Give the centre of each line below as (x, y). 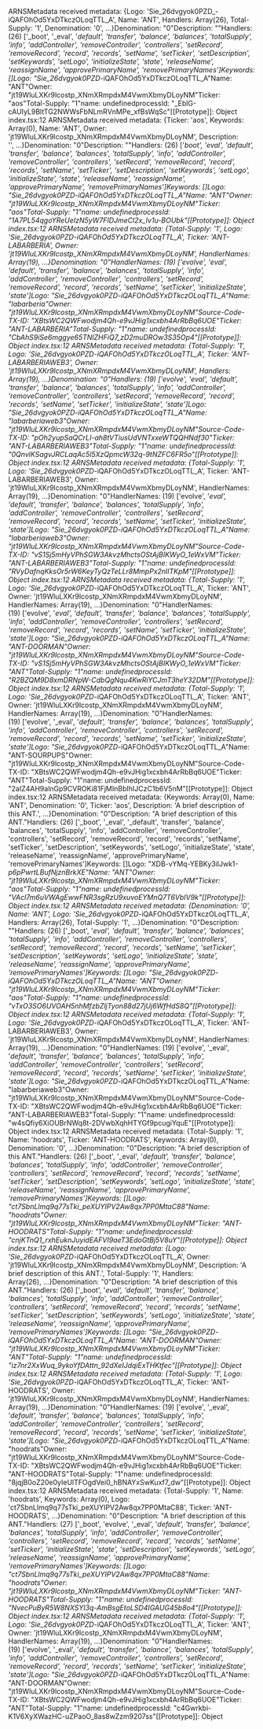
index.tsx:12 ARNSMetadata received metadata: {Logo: (97, 1248)
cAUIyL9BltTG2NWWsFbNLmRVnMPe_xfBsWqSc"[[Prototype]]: (111, 112)
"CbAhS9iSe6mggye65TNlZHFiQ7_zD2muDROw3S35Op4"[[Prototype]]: (125, 337)
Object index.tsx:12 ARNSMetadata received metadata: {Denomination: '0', (130, 905)
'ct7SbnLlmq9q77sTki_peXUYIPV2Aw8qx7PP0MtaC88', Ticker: (110, 1507)
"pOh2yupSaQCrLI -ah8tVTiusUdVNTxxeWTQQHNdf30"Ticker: (133, 437)
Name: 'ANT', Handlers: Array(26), (173, 20)
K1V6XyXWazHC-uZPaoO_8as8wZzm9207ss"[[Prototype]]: (104, 1716)
